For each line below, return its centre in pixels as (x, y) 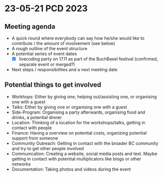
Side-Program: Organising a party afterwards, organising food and (78, 112)
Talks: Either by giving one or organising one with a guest (69, 107)
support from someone (35, 138)
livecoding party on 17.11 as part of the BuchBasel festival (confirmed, (88, 59)
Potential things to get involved (53, 85)
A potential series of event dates (44, 54)
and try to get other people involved (48, 148)
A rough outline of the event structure (49, 49)
